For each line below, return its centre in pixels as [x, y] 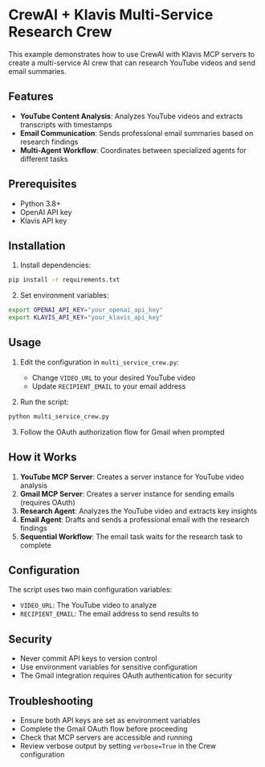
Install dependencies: [55, 265]
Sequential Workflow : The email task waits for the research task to [131, 536]
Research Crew [60, 32]
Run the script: [44, 402]
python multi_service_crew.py [59, 416]
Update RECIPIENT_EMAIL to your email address [109, 386]
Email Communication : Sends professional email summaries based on [137, 133]
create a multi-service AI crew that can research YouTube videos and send [132, 63]
